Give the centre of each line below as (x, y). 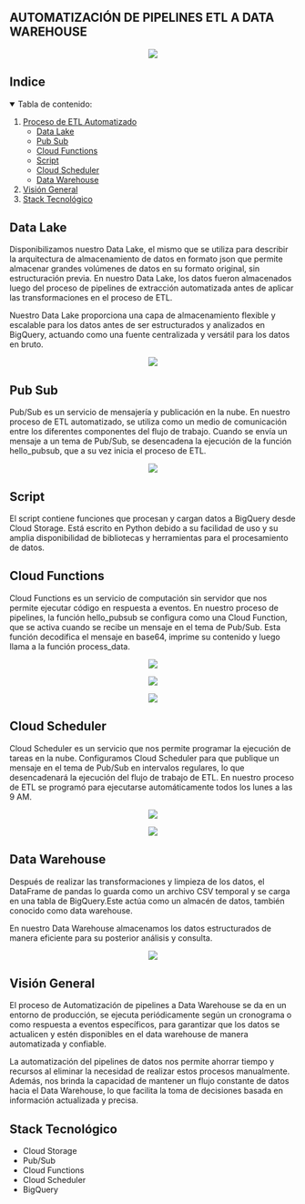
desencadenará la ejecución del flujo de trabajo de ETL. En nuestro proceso (152, 777)
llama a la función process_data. (70, 646)
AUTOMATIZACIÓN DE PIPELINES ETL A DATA (142, 18)
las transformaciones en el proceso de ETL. (91, 298)
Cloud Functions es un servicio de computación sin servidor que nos (138, 597)
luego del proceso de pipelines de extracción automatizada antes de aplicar (152, 288)
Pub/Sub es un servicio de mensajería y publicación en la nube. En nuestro (150, 413)
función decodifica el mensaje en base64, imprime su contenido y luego (145, 637)
